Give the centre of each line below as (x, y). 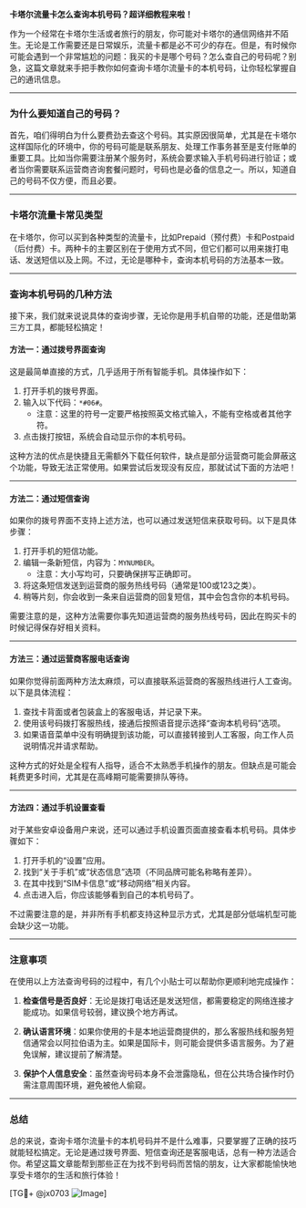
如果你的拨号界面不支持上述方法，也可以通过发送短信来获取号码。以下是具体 (153, 521)
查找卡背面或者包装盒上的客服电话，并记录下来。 (114, 711)
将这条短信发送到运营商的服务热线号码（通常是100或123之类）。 (142, 585)
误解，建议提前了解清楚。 (79, 1054)
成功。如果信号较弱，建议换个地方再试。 (107, 1012)
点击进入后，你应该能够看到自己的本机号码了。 (110, 894)
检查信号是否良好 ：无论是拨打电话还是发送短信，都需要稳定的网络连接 (154, 1001)
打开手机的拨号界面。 (62, 391)
